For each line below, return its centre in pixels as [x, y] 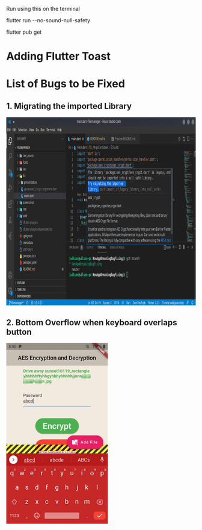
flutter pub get [24, 32]
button [19, 332]
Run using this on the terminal [43, 9]
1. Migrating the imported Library [69, 106]
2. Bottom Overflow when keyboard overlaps [92, 323]
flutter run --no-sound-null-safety [48, 20]
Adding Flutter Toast [59, 56]
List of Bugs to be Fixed [66, 84]
